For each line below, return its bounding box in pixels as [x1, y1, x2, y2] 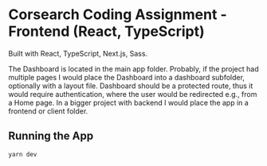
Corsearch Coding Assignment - [8, 6, 227, 24]
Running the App [8, 129, 94, 143]
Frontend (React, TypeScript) [8, 22, 205, 41]
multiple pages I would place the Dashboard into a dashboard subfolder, [8, 72, 245, 82]
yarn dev [8, 150, 37, 158]
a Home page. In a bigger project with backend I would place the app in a [8, 98, 249, 107]
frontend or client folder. [8, 106, 88, 116]
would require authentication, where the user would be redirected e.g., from [8, 89, 257, 98]
